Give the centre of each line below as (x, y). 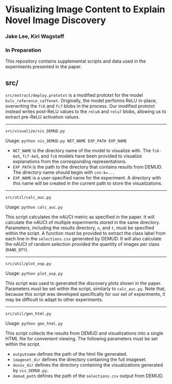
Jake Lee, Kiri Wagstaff (35, 36)
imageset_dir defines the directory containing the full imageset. (80, 359)
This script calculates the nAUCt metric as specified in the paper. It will (80, 217)
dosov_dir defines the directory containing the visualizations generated (88, 365)
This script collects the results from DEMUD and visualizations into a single (84, 333)
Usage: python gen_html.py (34, 324)
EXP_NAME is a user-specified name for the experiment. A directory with (87, 178)
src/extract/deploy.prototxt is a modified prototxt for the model (74, 95)
